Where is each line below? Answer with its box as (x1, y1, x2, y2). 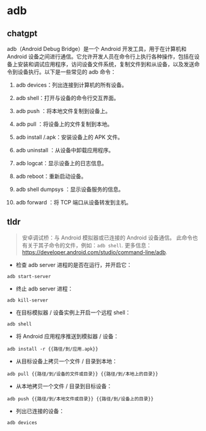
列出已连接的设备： (15, 407, 65, 414)
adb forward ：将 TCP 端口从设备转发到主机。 (15, 199, 132, 206)
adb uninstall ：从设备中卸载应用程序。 (15, 147, 114, 153)
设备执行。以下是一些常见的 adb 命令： (17, 68, 116, 76)
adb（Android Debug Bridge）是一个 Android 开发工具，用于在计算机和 (7, 45, 187, 52)
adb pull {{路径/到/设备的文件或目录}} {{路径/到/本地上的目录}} (7, 371, 158, 377)
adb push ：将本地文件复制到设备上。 (15, 107, 111, 114)
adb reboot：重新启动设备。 (15, 173, 87, 180)
